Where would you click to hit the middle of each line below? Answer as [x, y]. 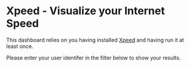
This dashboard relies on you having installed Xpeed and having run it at [95, 40]
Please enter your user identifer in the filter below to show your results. [94, 58]
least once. [20, 46]
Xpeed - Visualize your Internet [86, 11]
